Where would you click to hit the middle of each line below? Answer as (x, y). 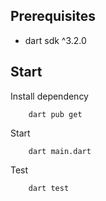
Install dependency (49, 96)
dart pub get (55, 114)
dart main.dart (60, 151)
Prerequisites (53, 16)
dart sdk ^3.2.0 (55, 40)
